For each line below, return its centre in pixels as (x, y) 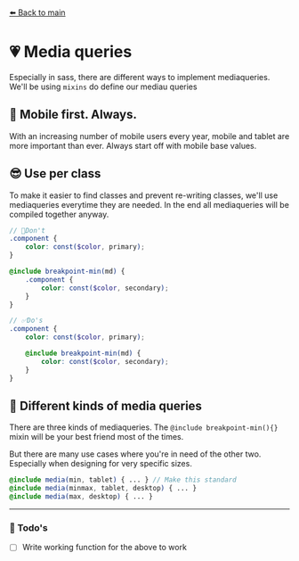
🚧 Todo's (28, 527)
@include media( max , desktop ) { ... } (81, 497)
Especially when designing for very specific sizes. (101, 464)
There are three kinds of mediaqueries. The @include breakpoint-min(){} (144, 427)
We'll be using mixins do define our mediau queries (103, 87)
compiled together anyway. (59, 214)
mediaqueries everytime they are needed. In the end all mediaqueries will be (149, 204)
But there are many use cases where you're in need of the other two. (135, 454)
